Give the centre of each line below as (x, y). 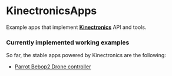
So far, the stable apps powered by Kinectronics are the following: (86, 55)
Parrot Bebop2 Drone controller (53, 67)
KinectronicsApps (52, 11)
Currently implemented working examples (68, 42)
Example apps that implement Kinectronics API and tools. (76, 27)
